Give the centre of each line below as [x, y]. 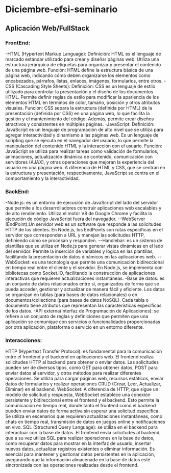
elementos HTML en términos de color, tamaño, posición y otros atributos [83, 102]
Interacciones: [24, 340]
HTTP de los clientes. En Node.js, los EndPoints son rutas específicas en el [84, 230]
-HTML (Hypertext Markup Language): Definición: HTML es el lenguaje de [83, 54]
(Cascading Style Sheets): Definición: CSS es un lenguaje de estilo [86, 86]
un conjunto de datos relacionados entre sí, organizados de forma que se [82, 284]
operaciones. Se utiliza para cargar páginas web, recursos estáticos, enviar [84, 379]
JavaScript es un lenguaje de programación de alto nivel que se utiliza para [84, 129]
